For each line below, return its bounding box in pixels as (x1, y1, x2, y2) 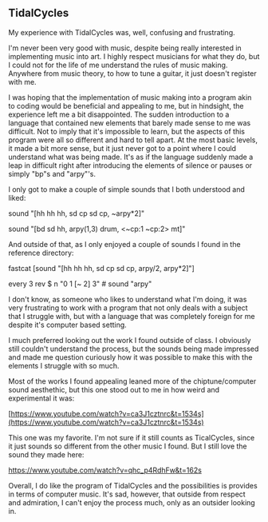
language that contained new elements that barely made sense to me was (8, 118, 251, 127)
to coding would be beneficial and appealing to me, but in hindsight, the (8, 101, 244, 110)
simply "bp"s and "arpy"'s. (8, 169, 97, 178)
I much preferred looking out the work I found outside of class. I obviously (8, 335, 251, 345)
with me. (8, 77, 37, 86)
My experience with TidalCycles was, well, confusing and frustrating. (8, 27, 235, 37)
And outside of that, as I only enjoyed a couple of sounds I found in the (8, 239, 241, 249)
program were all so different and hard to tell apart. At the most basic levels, (8, 135, 258, 145)
